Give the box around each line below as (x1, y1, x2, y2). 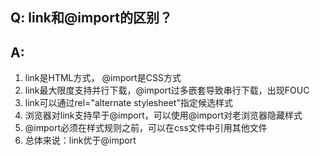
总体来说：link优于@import (24, 134, 137, 147)
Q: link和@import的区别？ (10, 9, 173, 27)
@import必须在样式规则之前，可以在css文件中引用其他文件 (24, 122, 268, 134)
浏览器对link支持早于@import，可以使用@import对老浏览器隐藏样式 (24, 109, 303, 122)
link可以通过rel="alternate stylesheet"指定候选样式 (24, 97, 233, 109)
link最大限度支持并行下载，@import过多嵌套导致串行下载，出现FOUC (24, 84, 310, 97)
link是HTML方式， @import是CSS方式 (24, 72, 182, 84)
